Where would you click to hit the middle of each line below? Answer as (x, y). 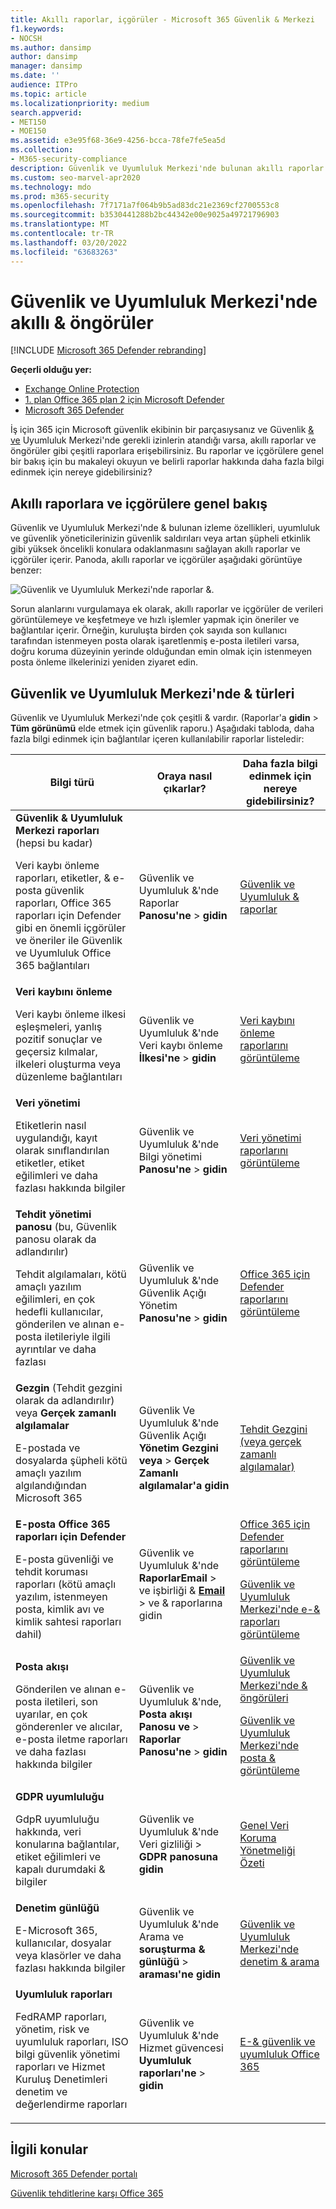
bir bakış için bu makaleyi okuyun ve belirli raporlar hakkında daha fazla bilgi (167, 462)
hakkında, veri (48, 1832)
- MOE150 (28, 131)
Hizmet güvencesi (181, 2048)
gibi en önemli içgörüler (71, 928)
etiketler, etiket (50, 1163)
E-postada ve (48, 1448)
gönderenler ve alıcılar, (69, 1727)
